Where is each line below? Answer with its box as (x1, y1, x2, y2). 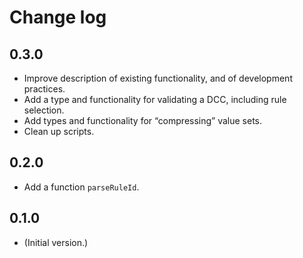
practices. (23, 83, 66, 95)
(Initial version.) (23, 236, 89, 248)
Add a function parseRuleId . (23, 181, 140, 193)
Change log (9, 6, 107, 29)
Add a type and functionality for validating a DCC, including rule (23, 94, 287, 105)
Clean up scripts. (23, 126, 95, 137)
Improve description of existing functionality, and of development (23, 72, 293, 84)
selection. (23, 104, 65, 116)
